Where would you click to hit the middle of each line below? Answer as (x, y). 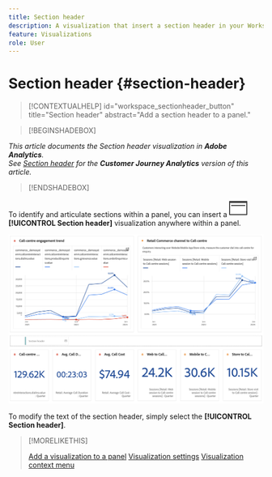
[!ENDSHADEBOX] (59, 188)
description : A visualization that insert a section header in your (126, 26)
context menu (51, 465)
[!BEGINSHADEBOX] (62, 130)
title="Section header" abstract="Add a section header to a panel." (139, 115)
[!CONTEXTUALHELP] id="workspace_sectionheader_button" (131, 106)
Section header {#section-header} (127, 84)
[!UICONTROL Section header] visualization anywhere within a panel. (125, 224)
